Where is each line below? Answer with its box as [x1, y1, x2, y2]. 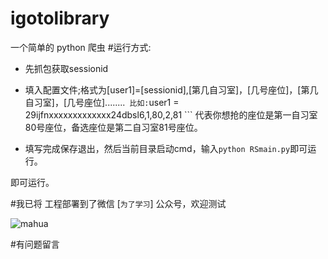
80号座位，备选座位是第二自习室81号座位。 [24, 121, 203, 133]
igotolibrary [10, 7, 110, 30]
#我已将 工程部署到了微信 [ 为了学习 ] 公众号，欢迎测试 [10, 197, 227, 209]
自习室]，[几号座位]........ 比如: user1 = [24, 96, 180, 108]
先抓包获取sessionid [24, 62, 109, 74]
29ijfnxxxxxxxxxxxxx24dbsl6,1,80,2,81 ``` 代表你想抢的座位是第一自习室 [24, 108, 318, 121]
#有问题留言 [10, 238, 60, 250]
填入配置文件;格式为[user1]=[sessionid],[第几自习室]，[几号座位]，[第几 [24, 83, 319, 96]
